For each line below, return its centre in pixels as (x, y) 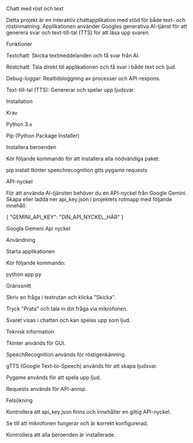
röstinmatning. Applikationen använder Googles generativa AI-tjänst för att (97, 26)
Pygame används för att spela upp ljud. (54, 377)
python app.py (24, 274)
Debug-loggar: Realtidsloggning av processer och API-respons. (84, 78)
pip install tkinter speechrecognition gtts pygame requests (77, 170)
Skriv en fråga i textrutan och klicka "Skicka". (61, 297)
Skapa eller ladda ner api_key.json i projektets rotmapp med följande (89, 199)
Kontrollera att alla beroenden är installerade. (61, 435)
